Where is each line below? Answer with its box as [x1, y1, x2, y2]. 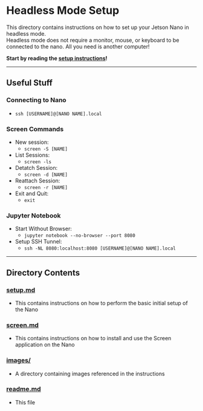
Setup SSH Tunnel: [14, 238, 62, 245]
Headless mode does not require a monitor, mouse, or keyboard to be [6, 36, 179, 44]
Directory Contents [6, 267, 80, 278]
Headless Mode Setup [6, 4, 120, 18]
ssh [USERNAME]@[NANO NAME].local [14, 111, 102, 117]
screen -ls [24, 158, 52, 165]
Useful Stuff [6, 78, 53, 88]
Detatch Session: [14, 164, 58, 171]
